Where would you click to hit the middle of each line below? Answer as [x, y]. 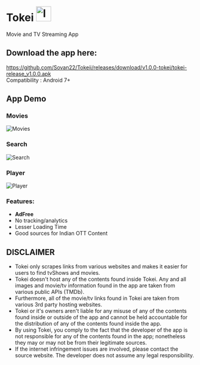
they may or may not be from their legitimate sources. [81, 343]
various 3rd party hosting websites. [59, 305]
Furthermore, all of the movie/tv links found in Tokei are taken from [97, 298]
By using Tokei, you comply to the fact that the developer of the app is [101, 330]
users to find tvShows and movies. [57, 273]
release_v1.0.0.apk [29, 73]
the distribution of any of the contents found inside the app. [88, 324]
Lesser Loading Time [41, 227]
